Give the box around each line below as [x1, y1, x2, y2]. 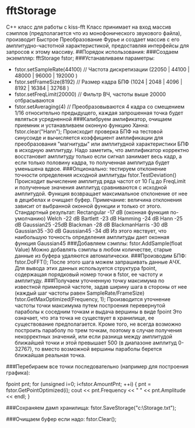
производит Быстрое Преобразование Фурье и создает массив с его [6, 36, 180, 43]
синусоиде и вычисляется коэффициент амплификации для [14, 134, 163, 141]
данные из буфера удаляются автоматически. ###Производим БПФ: [14, 252, 187, 259]
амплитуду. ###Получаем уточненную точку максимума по [14, 277, 165, 284]
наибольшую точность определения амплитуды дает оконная [14, 233, 169, 240]
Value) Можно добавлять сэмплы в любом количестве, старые [14, 246, 172, 253]
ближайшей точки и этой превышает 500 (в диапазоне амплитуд [14, 339, 177, 346]
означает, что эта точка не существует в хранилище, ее [14, 314, 155, 321]
